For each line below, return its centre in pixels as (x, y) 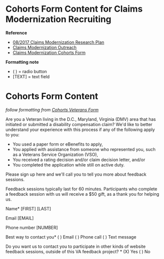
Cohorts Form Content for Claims (74, 9)
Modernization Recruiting (59, 19)
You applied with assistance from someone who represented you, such (84, 149)
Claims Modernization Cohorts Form (49, 53)
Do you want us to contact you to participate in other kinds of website (76, 246)
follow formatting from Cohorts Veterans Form (52, 110)
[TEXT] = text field (31, 76)
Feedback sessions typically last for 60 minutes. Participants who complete (82, 189)
